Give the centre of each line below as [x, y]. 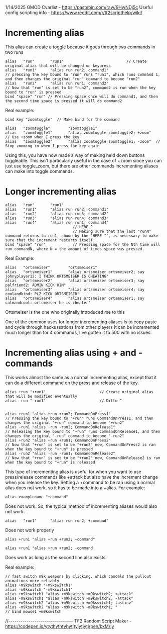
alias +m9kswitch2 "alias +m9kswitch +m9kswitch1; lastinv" [69, 603]
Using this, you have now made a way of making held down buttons [75, 155]
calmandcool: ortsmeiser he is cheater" [48, 303]
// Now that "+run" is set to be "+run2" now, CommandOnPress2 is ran [80, 444]
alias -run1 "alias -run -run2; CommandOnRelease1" [60, 427]
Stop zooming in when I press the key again [52, 146]
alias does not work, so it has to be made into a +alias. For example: [75, 488]
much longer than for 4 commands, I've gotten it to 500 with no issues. [78, 332]
